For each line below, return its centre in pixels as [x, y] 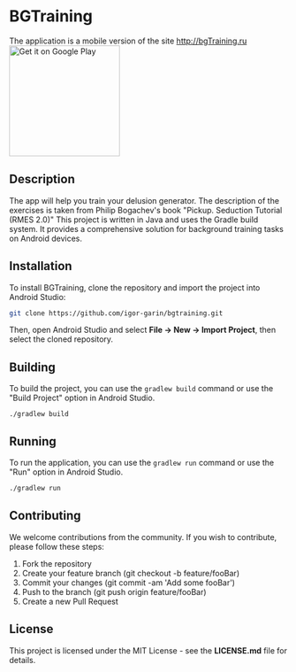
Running [33, 441]
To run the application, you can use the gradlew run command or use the [142, 463]
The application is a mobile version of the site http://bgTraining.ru [128, 41]
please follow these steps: [57, 546]
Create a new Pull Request [70, 601]
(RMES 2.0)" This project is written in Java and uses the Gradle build [134, 220]
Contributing [45, 516]
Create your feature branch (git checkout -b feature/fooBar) [131, 573]
